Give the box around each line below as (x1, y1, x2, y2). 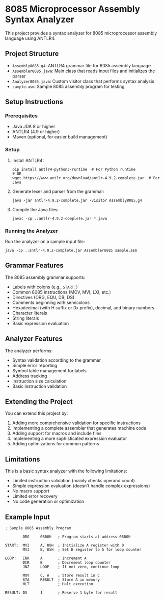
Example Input (5, 513, 50, 521)
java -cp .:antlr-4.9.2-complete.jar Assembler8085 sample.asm (5, 248, 137, 253)
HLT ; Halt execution (23, 582, 93, 587)
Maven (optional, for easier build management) (12, 134, 108, 140)
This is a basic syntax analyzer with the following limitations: (5, 468, 128, 474)
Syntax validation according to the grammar (12, 357, 101, 363)
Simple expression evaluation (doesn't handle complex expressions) (12, 483, 150, 489)
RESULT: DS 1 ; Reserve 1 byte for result (5, 590, 118, 595)
